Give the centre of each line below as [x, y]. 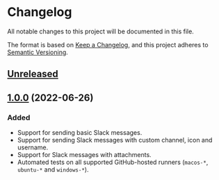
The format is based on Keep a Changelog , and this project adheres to [108, 44]
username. [33, 147]
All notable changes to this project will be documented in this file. [101, 31]
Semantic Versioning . [38, 52]
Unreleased [33, 74]
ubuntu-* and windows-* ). [53, 170]
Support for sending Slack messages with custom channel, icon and [115, 140]
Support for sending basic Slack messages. [80, 133]
